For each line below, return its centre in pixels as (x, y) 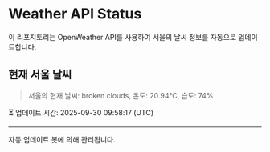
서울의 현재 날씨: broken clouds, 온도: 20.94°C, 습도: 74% (121, 95)
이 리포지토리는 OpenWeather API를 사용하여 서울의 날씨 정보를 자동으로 (123, 37)
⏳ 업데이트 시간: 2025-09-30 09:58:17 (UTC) (81, 112)
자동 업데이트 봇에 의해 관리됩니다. (62, 139)
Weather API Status (75, 14)
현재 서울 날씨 (40, 75)
